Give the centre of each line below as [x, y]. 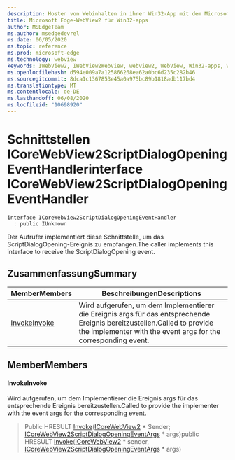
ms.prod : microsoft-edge [43, 53]
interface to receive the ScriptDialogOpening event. [81, 251]
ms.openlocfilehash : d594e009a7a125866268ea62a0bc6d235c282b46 [101, 72]
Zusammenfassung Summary [72, 274]
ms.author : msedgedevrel [43, 33]
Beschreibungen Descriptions [151, 293]
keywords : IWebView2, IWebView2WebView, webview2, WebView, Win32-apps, [115, 66]
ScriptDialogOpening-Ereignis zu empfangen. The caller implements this [111, 244]
